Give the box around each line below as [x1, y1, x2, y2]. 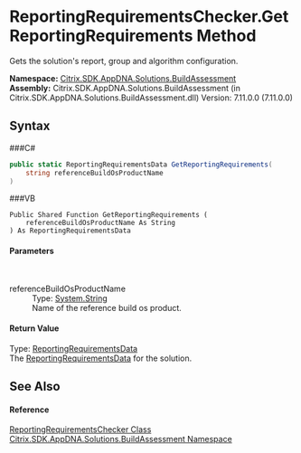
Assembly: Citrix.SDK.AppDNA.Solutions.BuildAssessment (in [9, 82, 241, 93]
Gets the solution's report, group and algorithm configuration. [9, 55, 239, 66]
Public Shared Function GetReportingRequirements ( [9, 211, 208, 220]
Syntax [9, 118, 51, 134]
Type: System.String [32, 292, 108, 304]
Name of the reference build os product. [32, 302, 183, 313]
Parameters [9, 245, 54, 256]
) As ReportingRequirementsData [9, 226, 131, 236]
